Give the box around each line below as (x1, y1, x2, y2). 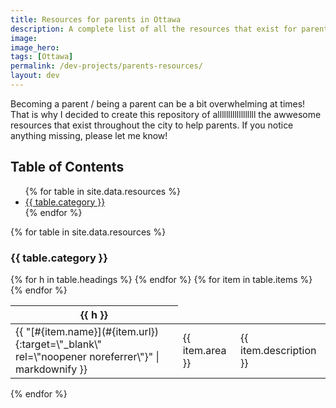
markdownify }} (15, 362, 88, 376)
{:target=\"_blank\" (15, 337, 102, 351)
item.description (240, 343, 317, 357)
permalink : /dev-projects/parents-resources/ (10, 61, 203, 71)
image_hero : (10, 42, 60, 53)
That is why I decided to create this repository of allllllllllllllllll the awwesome (10, 108, 322, 120)
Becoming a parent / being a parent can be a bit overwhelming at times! (10, 97, 306, 110)
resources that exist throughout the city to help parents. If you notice (10, 119, 294, 131)
